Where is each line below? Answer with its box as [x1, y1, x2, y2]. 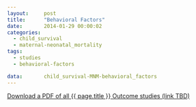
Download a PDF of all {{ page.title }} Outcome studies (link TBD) [7, 91, 190, 100]
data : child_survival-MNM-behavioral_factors [7, 73, 157, 80]
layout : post [7, 10, 57, 17]
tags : [7, 48, 23, 55]
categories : [7, 29, 41, 36]
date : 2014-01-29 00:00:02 [7, 22, 102, 29]
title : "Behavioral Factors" [7, 16, 106, 23]
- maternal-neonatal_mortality [13, 42, 102, 48]
